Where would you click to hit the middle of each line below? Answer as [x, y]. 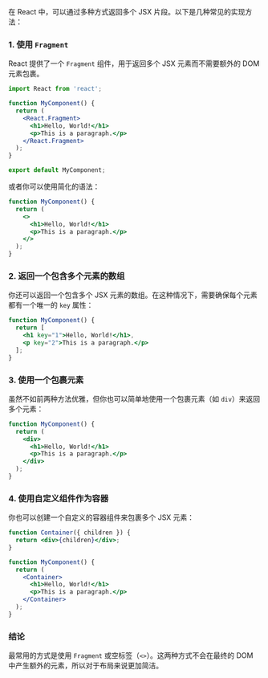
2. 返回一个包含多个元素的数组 [67, 276]
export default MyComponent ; [57, 170]
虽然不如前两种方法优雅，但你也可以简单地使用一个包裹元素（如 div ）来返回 [134, 398]
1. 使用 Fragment [39, 44]
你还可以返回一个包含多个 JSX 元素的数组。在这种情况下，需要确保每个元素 [133, 295]
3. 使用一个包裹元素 [46, 380]
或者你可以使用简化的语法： [54, 186]
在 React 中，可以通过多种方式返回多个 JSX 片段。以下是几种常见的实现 [127, 12]
